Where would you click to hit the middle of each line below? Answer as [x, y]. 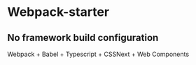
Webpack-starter [58, 12]
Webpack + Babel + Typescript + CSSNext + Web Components [98, 54]
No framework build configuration [83, 38]
